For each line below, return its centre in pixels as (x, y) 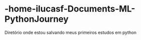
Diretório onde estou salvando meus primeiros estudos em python (70, 32)
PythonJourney (37, 19)
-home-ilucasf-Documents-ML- (70, 9)
